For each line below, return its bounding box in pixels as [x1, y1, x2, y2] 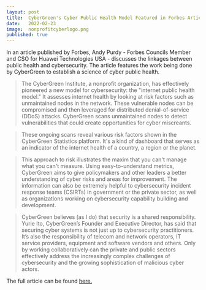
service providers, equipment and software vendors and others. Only [21, 240, 196, 247]
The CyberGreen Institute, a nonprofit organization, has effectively [21, 80, 189, 88]
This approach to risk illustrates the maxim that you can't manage [21, 156, 187, 163]
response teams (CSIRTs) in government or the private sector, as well [21, 188, 197, 196]
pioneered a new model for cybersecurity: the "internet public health [21, 86, 195, 94]
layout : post [6, 9, 40, 15]
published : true [6, 32, 48, 38]
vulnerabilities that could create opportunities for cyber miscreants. [21, 119, 192, 126]
